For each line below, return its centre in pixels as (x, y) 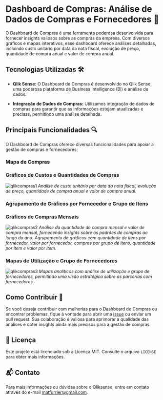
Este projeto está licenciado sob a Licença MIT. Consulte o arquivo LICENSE (81, 351)
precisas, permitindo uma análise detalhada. (57, 114)
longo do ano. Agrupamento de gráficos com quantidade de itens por (76, 238)
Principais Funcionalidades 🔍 (51, 130)
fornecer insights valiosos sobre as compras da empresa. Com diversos (78, 38)
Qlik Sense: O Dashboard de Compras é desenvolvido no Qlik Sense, (82, 84)
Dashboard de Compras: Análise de (79, 9)
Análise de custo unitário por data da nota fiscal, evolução (97, 186)
